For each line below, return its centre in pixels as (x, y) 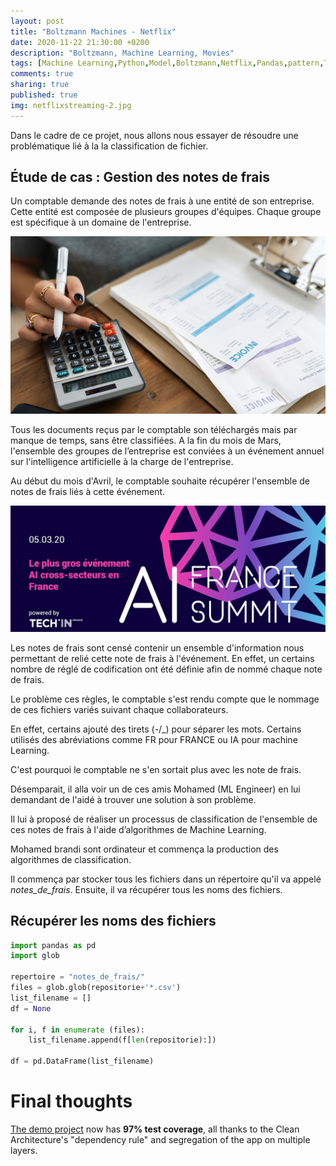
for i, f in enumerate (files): (77, 1030)
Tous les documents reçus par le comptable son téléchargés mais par (154, 429)
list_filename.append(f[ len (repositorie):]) (122, 1040)
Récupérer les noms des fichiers (113, 921)
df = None (31, 1008)
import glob (35, 956)
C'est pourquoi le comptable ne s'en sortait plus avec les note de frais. (156, 769)
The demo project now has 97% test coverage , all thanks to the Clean (155, 1129)
